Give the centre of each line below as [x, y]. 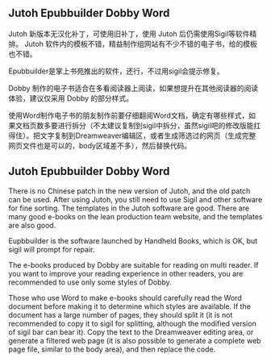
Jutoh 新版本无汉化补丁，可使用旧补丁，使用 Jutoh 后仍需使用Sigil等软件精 [133, 33]
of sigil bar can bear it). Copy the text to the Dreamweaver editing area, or [131, 332]
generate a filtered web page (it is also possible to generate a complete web [135, 340]
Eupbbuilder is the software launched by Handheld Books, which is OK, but [133, 240]
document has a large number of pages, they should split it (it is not [121, 314]
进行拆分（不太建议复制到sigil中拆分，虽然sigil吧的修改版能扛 [159, 125]
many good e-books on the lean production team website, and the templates [135, 216]
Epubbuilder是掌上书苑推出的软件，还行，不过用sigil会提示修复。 [116, 71]
